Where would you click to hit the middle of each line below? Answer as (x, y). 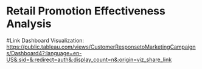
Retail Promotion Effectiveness (86, 11)
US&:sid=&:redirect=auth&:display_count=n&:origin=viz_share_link (89, 59)
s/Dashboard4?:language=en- (44, 53)
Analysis (29, 24)
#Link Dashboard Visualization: (45, 40)
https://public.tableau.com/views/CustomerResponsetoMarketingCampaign (101, 47)
